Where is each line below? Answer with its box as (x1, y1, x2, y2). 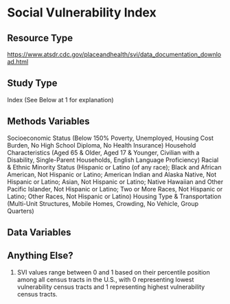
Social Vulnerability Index (7, 5, 157, 21)
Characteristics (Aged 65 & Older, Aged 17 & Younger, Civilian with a (7, 148, 200, 156)
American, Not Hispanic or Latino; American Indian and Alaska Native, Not (7, 170, 217, 178)
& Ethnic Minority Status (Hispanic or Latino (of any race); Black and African (7, 163, 222, 171)
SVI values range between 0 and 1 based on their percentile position (16, 268, 211, 276)
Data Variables (7, 226, 71, 238)
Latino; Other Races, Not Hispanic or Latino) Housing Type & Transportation (7, 192, 222, 200)
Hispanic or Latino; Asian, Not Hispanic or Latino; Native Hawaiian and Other (7, 177, 224, 186)
